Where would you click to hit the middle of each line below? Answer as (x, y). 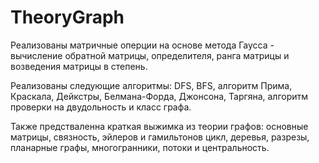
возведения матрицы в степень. (79, 66)
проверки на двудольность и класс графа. (101, 107)
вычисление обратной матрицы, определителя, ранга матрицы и (150, 55)
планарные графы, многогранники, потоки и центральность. (140, 147)
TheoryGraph (67, 17)
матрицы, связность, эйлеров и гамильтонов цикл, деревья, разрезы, (160, 137)
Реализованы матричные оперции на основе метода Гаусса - (142, 45)
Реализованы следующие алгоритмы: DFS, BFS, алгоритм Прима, (151, 85)
